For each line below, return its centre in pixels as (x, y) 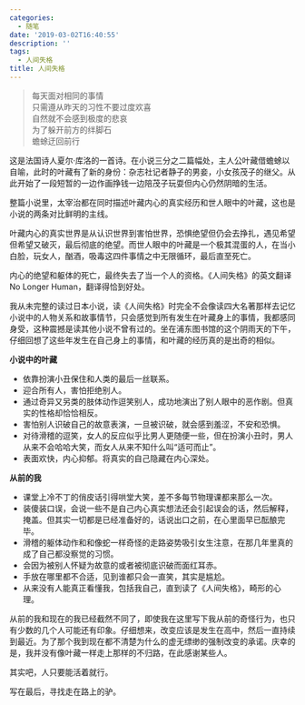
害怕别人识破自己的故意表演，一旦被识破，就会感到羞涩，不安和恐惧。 (154, 424)
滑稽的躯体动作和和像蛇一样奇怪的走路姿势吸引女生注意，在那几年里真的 (157, 542)
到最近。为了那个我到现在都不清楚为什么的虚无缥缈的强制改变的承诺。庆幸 (148, 641)
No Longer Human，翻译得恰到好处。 (79, 287)
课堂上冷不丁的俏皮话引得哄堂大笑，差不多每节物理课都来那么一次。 (150, 497)
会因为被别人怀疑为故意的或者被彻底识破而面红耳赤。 (122, 565)
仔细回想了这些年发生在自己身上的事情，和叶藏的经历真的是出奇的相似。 (144, 340)
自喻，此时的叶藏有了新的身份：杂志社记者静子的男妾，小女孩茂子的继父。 (148, 171)
